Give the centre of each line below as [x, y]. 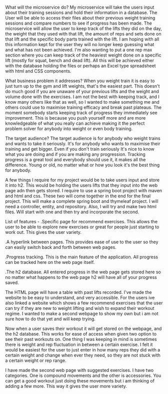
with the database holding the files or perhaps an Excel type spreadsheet [80, 66]
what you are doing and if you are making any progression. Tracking [75, 154]
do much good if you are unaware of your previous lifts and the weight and [82, 91]
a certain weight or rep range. [36, 360]
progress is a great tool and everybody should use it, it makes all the [75, 159]
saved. [12, 283]
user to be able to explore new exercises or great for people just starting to [82, 227]
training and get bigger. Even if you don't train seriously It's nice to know [80, 149]
